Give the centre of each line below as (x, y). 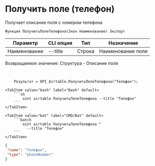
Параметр (25, 43)
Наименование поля (123, 51)
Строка (86, 51)
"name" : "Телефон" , (27, 150)
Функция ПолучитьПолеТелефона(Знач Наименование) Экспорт (65, 31)
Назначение (123, 43)
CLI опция (60, 43)
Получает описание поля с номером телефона (54, 22)
